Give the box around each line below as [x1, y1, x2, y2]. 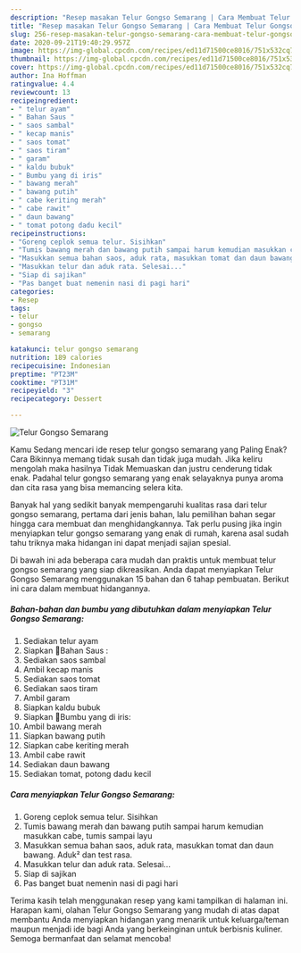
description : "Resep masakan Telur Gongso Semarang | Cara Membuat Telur [10, 13, 291, 22]
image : [10, 46, 35, 55]
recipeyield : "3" [10, 386, 75, 396]
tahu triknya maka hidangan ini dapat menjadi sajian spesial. [10, 538, 231, 548]
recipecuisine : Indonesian [10, 361, 111, 371]
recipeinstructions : [10, 229, 88, 238]
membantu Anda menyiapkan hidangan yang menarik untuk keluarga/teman [10, 914, 289, 924]
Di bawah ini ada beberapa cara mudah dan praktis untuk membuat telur [10, 555, 276, 565]
